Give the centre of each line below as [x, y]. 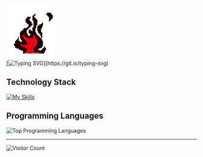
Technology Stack [41, 82]
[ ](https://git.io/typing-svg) [57, 63]
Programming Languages [55, 116]
